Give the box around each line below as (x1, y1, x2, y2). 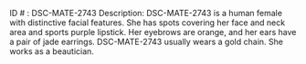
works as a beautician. (9, 46, 94, 57)
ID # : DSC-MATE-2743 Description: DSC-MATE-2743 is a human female (9, 8, 283, 18)
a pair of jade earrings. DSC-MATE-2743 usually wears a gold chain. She (9, 36, 283, 47)
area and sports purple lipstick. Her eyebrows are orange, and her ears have (9, 27, 297, 37)
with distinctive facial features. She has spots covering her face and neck (9, 17, 286, 28)
